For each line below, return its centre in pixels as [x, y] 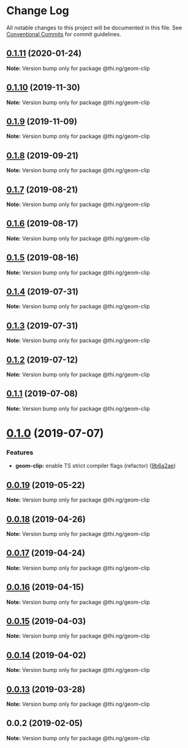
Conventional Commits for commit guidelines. [64, 34]
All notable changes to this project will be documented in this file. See [94, 28]
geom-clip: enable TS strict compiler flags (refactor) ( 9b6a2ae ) [96, 466]
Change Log [38, 11]
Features [20, 452]
